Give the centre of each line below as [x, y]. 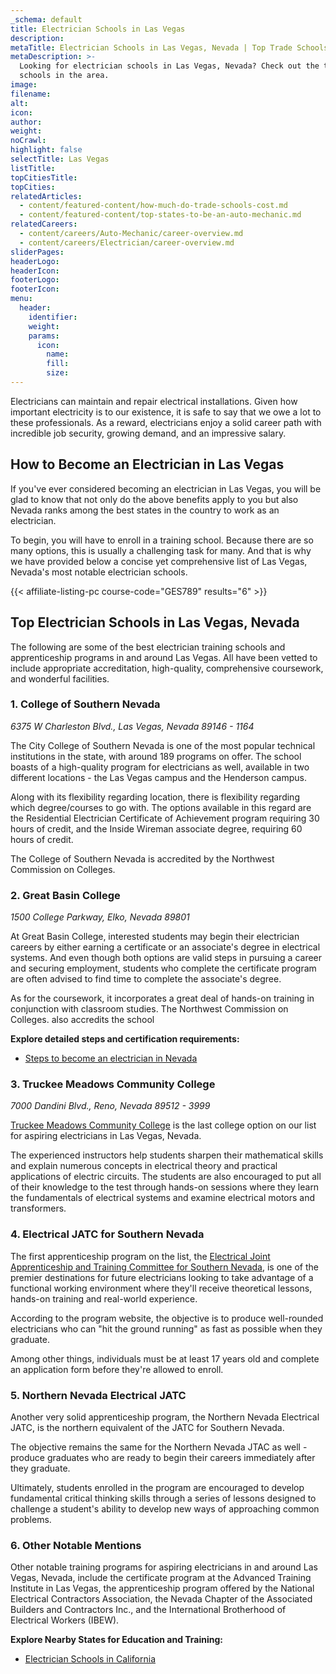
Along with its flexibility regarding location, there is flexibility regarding [155, 797]
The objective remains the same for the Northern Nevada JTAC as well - [159, 1447]
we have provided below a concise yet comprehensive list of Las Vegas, [159, 561]
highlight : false [46, 150]
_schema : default [46, 19]
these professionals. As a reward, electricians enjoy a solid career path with [166, 422]
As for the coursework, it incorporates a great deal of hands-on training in [162, 998]
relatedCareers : [44, 224]
